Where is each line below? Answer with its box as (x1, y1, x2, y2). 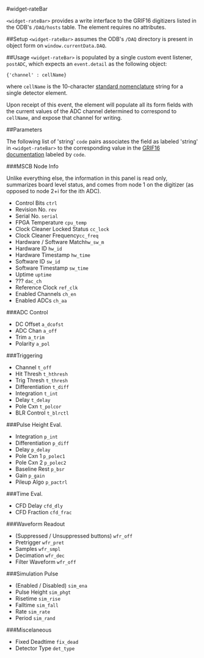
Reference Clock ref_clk (15, 284, 78, 291)
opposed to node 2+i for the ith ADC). (6, 188, 101, 194)
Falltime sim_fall (15, 602, 59, 608)
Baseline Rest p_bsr (15, 465, 65, 473)
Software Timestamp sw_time (15, 264, 89, 272)
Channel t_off (15, 364, 52, 371)
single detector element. (6, 89, 68, 97)
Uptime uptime (15, 271, 52, 278)
